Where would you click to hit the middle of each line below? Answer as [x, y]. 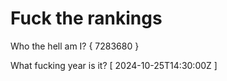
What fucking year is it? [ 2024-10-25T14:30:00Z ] [114, 65]
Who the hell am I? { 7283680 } [75, 46]
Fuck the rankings [86, 18]
